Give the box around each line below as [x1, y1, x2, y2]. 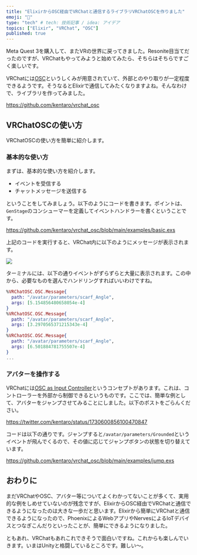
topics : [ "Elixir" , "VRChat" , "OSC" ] [6, 25, 99, 31]
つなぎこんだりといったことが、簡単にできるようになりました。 [16, 522, 171, 529]
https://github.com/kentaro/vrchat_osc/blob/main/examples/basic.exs [6, 227, 175, 234]
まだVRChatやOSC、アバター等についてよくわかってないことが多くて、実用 [6, 492, 189, 500]
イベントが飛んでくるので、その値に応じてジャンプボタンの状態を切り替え [6, 438, 185, 445]
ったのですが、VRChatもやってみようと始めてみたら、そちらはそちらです [6, 55, 184, 62]
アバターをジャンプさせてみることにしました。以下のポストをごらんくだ [16, 399, 191, 406]
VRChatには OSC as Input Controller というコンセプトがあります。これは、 [6, 384, 184, 391]
